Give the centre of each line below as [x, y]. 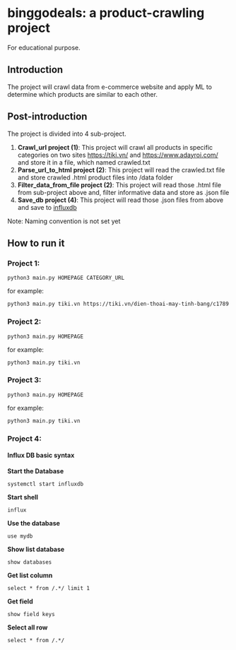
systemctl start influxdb [45, 484]
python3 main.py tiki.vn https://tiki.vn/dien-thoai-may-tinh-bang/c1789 [118, 304]
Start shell [23, 497]
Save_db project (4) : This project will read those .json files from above [120, 200]
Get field [20, 601]
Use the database [34, 523]
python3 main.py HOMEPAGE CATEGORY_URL [66, 278]
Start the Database [36, 471]
